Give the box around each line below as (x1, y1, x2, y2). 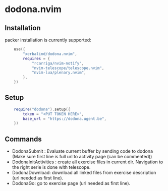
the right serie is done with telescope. (12, 164, 91, 170)
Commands (5, 135, 42, 143)
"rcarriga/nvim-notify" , (31, 60, 84, 66)
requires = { (23, 56, 50, 61)
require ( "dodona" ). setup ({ (14, 107, 71, 112)
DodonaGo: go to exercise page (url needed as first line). (12, 180, 131, 186)
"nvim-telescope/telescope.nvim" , (31, 66, 104, 71)
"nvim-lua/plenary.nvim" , (31, 70, 86, 75)
